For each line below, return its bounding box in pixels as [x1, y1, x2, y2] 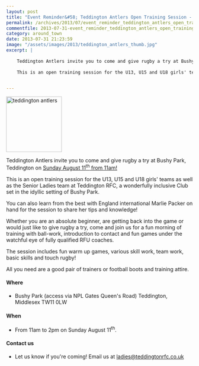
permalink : [6, 20, 33, 25]
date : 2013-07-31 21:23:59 [6, 36, 73, 42]
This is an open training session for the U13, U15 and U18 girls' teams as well [6, 175, 193, 182]
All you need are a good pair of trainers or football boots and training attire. [6, 265, 190, 272]
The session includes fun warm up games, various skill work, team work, [6, 248, 184, 255]
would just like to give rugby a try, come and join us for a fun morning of [6, 223, 182, 231]
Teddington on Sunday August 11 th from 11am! [6, 163, 117, 171]
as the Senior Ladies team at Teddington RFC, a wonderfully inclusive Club [6, 182, 188, 189]
